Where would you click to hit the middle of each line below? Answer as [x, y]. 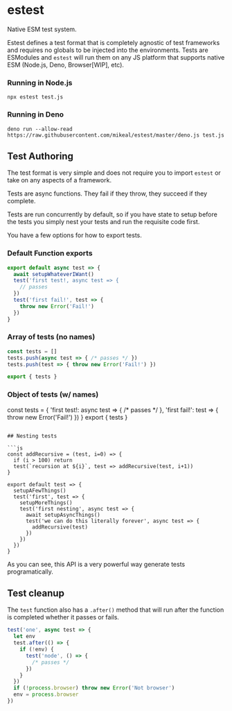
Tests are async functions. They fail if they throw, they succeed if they [107, 194]
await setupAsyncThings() [63, 515]
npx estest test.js [35, 97]
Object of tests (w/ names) [53, 395]
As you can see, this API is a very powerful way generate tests [96, 564]
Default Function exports [50, 253]
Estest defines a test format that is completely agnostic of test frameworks [114, 42]
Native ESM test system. [42, 29]
